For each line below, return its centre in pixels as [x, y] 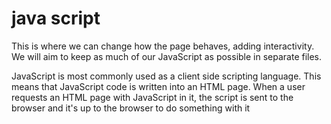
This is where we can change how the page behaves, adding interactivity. [163, 46]
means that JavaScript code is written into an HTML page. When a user [158, 86]
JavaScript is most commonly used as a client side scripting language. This [166, 76]
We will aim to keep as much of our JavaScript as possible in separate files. [167, 56]
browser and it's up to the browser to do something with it [131, 108]
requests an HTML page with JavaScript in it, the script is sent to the [152, 97]
